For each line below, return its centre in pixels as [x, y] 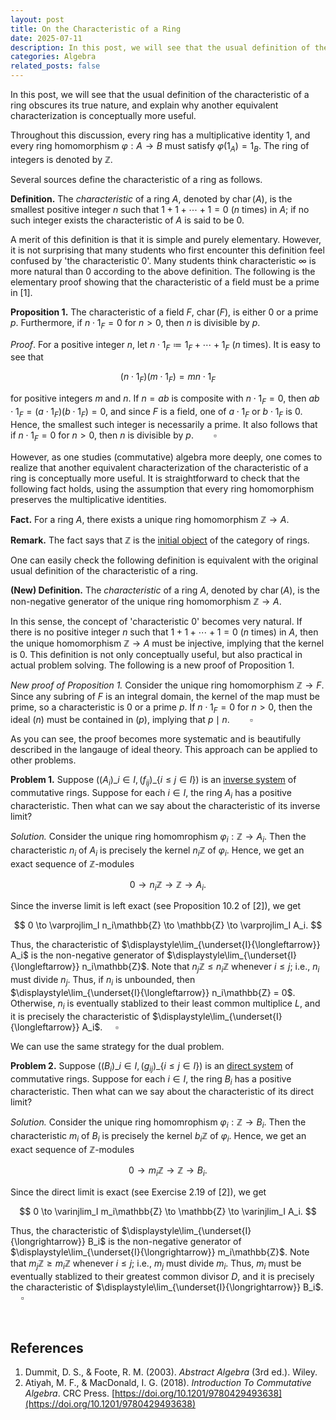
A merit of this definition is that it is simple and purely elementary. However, [166, 239]
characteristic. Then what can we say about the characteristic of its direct [162, 1092]
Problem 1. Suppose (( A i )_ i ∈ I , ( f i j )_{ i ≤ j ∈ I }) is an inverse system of [153, 781]
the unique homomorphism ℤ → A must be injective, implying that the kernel [167, 643]
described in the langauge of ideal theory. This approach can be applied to [164, 750]
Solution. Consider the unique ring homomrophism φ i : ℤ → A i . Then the [158, 837]
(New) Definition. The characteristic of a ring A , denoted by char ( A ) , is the [165, 590]
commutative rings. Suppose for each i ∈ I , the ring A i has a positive [151, 794]
